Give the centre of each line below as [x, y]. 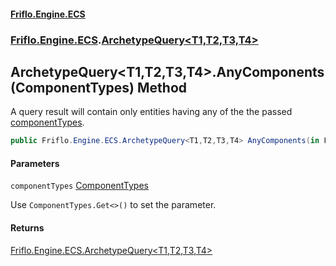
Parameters [35, 163]
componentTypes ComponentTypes [79, 186]
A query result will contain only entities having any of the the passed [151, 112]
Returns [27, 228]
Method [162, 87]
